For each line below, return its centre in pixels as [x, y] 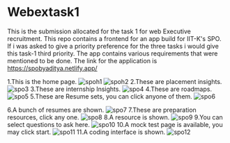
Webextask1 [44, 12]
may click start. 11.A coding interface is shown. [86, 132]
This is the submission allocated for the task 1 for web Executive [99, 31]
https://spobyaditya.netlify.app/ [52, 68]
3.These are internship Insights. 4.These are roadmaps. [121, 89]
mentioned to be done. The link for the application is [82, 60]
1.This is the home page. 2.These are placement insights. [115, 81]
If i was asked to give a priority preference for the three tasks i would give [113, 46]
